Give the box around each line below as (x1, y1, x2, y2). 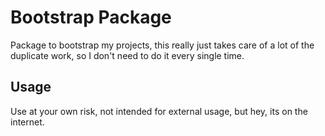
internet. (10, 116, 45, 128)
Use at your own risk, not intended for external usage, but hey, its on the (10, 105, 308, 117)
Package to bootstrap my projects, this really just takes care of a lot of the (10, 39, 315, 51)
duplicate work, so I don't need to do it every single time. (10, 49, 245, 61)
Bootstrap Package (10, 6, 172, 29)
